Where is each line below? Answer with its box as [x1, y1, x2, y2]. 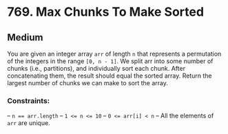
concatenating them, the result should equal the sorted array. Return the [7, 71, 212, 80]
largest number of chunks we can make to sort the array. [7, 79, 169, 87]
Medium [7, 32, 43, 43]
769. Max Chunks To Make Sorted [7, 4, 205, 20]
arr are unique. [7, 119, 50, 127]
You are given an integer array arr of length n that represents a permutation [7, 49, 222, 58]
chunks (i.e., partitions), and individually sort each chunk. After [7, 65, 186, 72]
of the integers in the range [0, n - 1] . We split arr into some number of [7, 57, 214, 65]
